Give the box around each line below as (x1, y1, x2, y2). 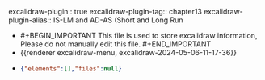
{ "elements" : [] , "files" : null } (19, 65, 123, 73)
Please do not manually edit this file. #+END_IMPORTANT (19, 39, 212, 49)
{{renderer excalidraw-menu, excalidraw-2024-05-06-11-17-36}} (19, 48, 237, 57)
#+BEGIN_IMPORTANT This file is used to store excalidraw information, (19, 31, 258, 40)
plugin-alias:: (8, 15, 52, 25)
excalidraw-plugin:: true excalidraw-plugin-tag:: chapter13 (8, 7, 202, 16)
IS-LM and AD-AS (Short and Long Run (53, 15, 183, 25)
